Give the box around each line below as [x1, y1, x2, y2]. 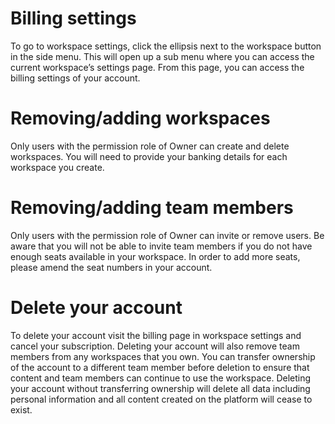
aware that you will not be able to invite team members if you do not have [10, 240, 313, 252]
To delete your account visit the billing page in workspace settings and [10, 329, 302, 341]
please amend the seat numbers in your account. [10, 261, 213, 273]
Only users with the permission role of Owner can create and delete [10, 140, 290, 152]
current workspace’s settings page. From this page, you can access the [10, 61, 305, 73]
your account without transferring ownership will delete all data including [10, 382, 311, 394]
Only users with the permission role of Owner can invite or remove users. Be [10, 229, 325, 241]
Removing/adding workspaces [10, 107, 271, 130]
